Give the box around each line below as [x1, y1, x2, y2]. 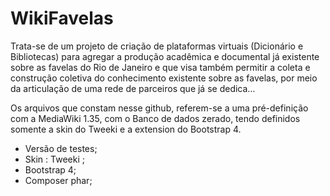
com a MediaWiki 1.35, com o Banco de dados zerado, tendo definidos [10, 112, 301, 124]
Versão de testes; [24, 142, 98, 154]
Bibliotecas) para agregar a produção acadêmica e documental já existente [10, 50, 320, 62]
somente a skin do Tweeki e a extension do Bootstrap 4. [10, 123, 242, 135]
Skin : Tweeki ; [24, 153, 85, 165]
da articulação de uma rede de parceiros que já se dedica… [10, 82, 256, 94]
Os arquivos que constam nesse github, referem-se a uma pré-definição [10, 102, 309, 114]
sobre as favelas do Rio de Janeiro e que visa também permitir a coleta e [10, 61, 311, 73]
